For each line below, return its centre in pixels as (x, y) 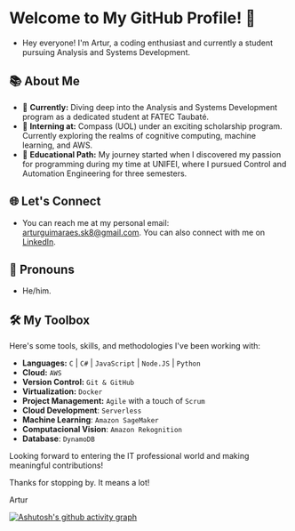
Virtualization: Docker (62, 391)
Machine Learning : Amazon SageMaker (91, 420)
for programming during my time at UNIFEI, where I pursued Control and (154, 164)
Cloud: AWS (42, 373)
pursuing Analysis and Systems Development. (106, 52)
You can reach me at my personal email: (96, 222)
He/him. (36, 291)
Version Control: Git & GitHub (78, 382)
